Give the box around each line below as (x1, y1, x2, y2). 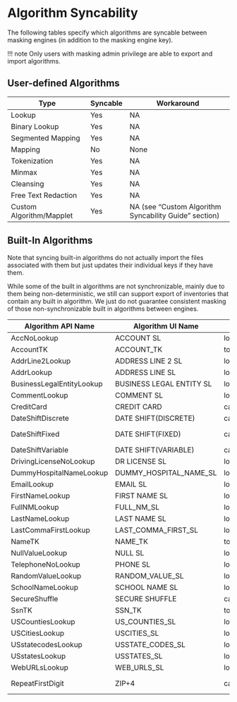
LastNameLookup (11, 513, 70, 523)
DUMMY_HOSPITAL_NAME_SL (115, 467, 217, 477)
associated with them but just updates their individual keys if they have (7, 261, 214, 269)
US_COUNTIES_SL (115, 617, 176, 627)
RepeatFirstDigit (11, 678, 65, 688)
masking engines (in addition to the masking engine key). (7, 35, 174, 44)
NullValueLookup (11, 548, 68, 558)
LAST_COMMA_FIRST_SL (115, 525, 199, 535)
